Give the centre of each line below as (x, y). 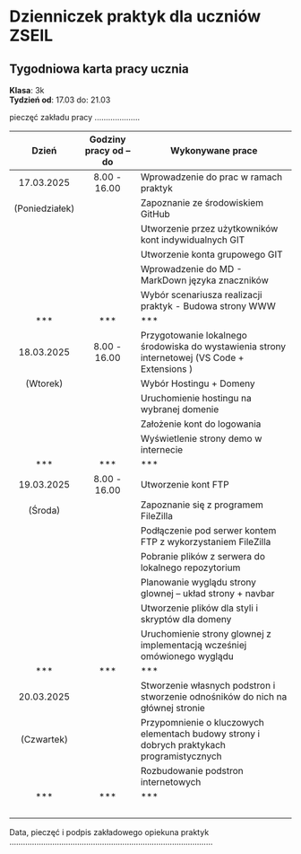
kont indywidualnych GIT (193, 240)
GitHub (155, 214)
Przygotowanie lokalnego (194, 335)
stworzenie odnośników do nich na (214, 696)
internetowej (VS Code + (192, 358)
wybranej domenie (180, 409)
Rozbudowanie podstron (192, 771)
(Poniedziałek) (44, 208)
